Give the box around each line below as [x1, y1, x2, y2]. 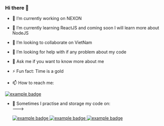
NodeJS [12, 30, 29, 36]
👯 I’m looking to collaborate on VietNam [12, 40, 92, 45]
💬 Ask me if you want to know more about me [12, 59, 104, 64]
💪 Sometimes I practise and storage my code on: [12, 101, 111, 106]
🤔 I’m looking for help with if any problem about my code [12, 49, 126, 55]
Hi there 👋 [5, 4, 29, 11]
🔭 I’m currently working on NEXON [12, 16, 82, 21]
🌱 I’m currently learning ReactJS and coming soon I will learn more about [12, 25, 160, 31]
